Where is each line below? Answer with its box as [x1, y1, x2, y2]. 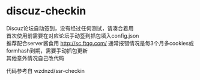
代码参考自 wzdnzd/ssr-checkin [6, 67, 85, 74]
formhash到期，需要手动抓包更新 [6, 47, 88, 54]
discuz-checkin [6, 4, 86, 18]
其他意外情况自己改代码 [6, 54, 64, 61]
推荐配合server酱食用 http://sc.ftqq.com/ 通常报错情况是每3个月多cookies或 [6, 39, 194, 47]
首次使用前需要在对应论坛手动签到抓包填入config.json [6, 32, 139, 39]
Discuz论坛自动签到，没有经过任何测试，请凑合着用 [6, 24, 134, 32]
